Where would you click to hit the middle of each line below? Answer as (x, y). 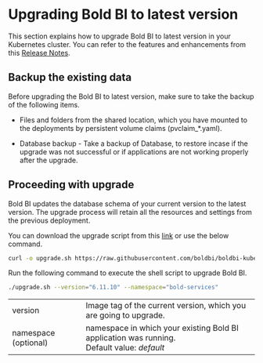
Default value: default (125, 348)
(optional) (30, 343)
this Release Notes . (39, 53)
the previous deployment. (49, 220)
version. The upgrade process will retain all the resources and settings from (130, 212)
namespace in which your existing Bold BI (162, 329)
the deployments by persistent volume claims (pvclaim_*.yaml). (121, 128)
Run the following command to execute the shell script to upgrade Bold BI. (128, 273)
